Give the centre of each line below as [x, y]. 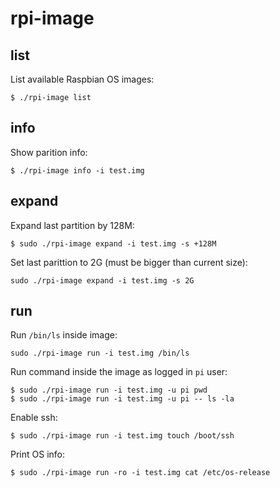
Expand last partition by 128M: [72, 225]
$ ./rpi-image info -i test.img [77, 170]
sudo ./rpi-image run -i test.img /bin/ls [100, 353]
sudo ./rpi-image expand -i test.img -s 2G [102, 280]
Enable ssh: [34, 418]
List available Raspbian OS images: [82, 79]
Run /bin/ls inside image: [64, 335]
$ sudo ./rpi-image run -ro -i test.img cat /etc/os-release [140, 473]
